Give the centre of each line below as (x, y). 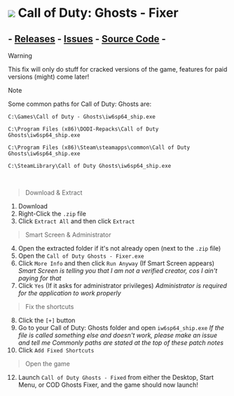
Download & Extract (54, 192)
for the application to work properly (69, 293)
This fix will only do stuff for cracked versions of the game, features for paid (118, 69)
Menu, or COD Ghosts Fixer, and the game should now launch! (108, 385)
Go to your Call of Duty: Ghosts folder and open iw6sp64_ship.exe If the (121, 328)
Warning (20, 55)
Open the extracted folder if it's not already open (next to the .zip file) (119, 248)
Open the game (48, 364)
